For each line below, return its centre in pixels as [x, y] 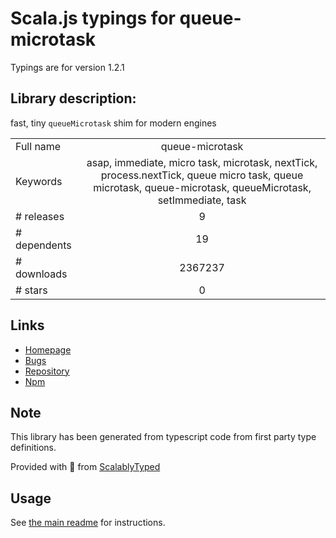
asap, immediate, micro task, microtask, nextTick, [202, 162]
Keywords [39, 181]
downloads [41, 274]
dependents [43, 245]
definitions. [33, 448]
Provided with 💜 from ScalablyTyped [85, 467]
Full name [38, 146]
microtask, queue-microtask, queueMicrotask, [202, 187]
